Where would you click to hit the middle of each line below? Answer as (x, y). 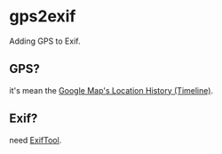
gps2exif (43, 16)
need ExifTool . (36, 140)
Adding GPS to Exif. (45, 41)
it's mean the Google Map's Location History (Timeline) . (111, 90)
